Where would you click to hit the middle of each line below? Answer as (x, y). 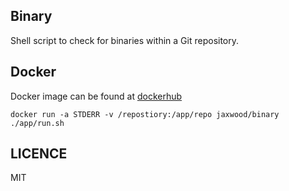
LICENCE (39, 154)
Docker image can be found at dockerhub (96, 96)
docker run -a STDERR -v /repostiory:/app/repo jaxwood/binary (145, 114)
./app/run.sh (37, 123)
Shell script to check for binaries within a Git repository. (125, 40)
